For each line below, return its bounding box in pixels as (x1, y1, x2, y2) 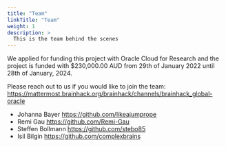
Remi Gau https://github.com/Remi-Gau (17, 117, 130, 126)
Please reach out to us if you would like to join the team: (7, 82, 166, 91)
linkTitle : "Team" (7, 16, 60, 23)
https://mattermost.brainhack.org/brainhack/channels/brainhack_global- (7, 90, 213, 98)
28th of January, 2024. (7, 69, 72, 78)
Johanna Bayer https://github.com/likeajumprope (17, 111, 157, 119)
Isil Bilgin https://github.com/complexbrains (17, 132, 141, 141)
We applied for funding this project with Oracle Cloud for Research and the (7, 54, 219, 63)
